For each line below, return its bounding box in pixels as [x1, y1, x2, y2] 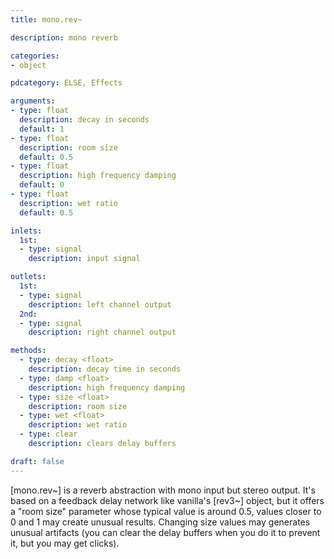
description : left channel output [28, 299, 172, 310]
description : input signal [28, 254, 141, 264]
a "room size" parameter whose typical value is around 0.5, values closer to [10, 505, 322, 517]
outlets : [10, 272, 47, 282]
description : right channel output [28, 327, 177, 338]
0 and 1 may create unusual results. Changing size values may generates [10, 516, 311, 528]
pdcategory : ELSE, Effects [10, 78, 123, 88]
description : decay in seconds [19, 115, 150, 125]
